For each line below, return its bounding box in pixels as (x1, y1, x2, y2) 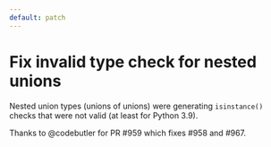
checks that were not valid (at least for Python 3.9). (9, 109, 199, 121)
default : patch (9, 13, 66, 22)
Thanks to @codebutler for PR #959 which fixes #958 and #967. (9, 127, 247, 138)
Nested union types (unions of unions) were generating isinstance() (9, 100, 264, 111)
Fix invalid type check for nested (9, 51, 258, 72)
